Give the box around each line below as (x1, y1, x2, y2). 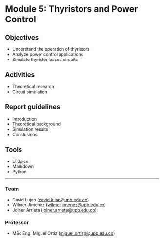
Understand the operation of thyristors (12, 46, 90, 52)
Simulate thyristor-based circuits (12, 57, 78, 62)
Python (12, 169, 27, 175)
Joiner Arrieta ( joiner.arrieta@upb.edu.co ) (12, 207, 97, 213)
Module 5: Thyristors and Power (5, 3, 138, 15)
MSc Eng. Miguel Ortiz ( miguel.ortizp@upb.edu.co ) (12, 230, 115, 236)
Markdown (12, 163, 34, 169)
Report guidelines (5, 103, 61, 111)
